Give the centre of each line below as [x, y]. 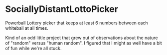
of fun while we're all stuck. [33, 48]
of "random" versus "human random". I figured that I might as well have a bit [83, 43]
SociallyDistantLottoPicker [62, 9]
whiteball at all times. [27, 28]
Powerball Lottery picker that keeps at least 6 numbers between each [77, 23]
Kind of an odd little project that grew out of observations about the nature [82, 38]
